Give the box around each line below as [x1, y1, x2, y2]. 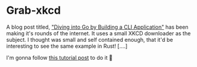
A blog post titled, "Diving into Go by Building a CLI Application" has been [6, 23, 189, 31]
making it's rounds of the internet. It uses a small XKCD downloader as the [6, 29, 191, 36]
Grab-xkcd [6, 4, 61, 17]
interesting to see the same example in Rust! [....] [6, 42, 128, 50]
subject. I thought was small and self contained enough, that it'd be [6, 36, 174, 43]
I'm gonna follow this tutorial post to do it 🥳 [6, 54, 113, 61]
